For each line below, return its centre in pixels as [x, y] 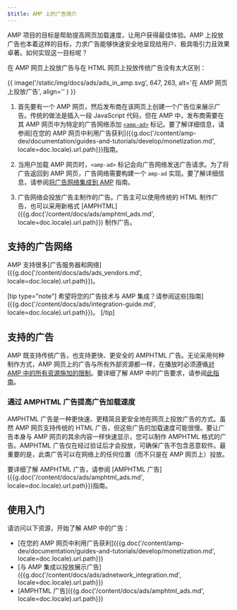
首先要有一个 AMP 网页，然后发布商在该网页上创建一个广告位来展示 [116, 106]
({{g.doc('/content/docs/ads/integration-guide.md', [82, 304]
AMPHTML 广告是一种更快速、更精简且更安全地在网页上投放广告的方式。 [114, 418]
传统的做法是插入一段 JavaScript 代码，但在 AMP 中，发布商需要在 [127, 115]
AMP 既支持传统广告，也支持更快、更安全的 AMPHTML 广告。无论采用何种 [116, 356]
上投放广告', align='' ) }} [42, 91]
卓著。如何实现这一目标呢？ [48, 52]
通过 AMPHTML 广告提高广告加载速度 [71, 402]
